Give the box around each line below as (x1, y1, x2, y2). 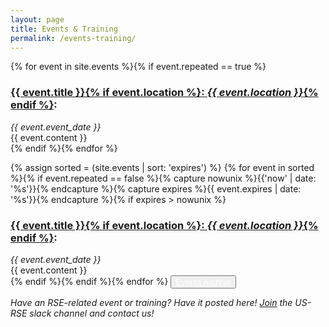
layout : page (10, 14, 65, 25)
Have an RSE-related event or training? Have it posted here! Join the (10, 296, 293, 308)
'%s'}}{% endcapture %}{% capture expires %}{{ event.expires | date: (10, 182, 302, 195)
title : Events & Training (10, 24, 118, 34)
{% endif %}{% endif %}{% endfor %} (10, 275, 169, 287)
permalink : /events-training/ (10, 33, 137, 43)
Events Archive (175, 276, 232, 287)
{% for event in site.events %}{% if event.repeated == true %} (10, 61, 267, 73)
